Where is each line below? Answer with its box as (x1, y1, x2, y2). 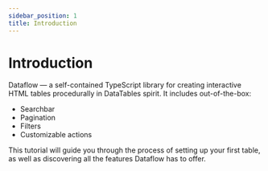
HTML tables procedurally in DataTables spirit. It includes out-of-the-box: (8, 89, 252, 99)
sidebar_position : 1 (8, 11, 78, 20)
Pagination (19, 113, 56, 123)
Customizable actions (19, 130, 93, 140)
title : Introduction (8, 19, 78, 27)
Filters (19, 121, 42, 131)
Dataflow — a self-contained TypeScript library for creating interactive (8, 80, 241, 90)
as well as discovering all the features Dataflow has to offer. (8, 154, 207, 164)
